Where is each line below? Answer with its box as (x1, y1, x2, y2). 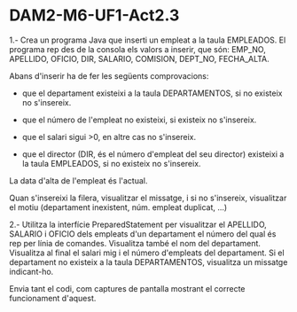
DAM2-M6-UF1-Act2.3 (9, 5, 180, 26)
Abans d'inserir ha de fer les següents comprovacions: (9, 70, 209, 81)
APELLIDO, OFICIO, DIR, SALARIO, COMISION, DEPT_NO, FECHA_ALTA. (9, 53, 270, 64)
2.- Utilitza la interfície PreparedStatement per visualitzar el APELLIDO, (9, 219, 268, 230)
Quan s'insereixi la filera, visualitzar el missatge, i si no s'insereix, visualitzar (9, 192, 287, 203)
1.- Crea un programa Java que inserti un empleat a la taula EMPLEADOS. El (9, 35, 286, 45)
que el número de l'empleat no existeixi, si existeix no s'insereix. (21, 114, 257, 125)
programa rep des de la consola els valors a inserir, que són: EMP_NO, (9, 43, 266, 54)
